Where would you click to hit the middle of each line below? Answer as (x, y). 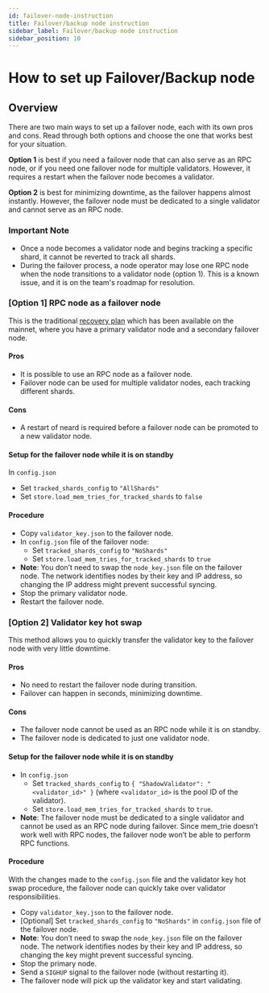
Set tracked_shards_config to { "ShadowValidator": (118, 783)
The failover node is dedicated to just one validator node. (115, 739)
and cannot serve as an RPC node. (66, 209)
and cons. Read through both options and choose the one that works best (131, 136)
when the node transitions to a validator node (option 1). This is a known (139, 274)
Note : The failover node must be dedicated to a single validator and (132, 817)
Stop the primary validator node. (74, 593)
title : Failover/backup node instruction (79, 23)
